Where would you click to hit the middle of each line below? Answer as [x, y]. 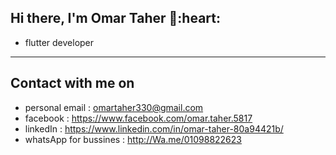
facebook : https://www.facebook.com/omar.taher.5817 [138, 118]
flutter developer [59, 42]
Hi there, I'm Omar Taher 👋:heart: [115, 18]
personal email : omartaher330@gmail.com [114, 107]
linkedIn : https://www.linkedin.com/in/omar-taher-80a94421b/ [154, 128]
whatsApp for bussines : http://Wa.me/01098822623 [133, 139]
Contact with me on [72, 83]
